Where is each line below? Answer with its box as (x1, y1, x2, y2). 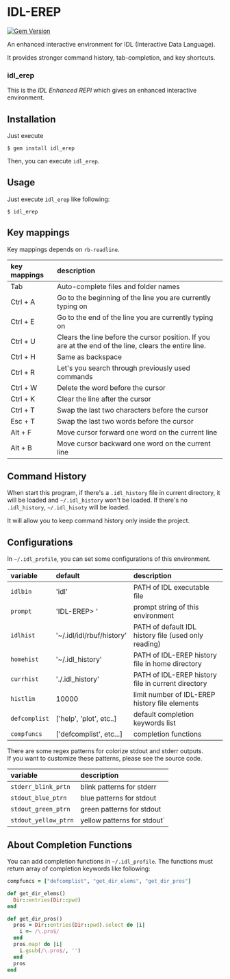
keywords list (133, 718, 176, 728)
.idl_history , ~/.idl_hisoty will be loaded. (7, 503, 130, 511)
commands (57, 371, 93, 381)
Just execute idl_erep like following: (7, 195, 110, 203)
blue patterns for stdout (80, 794, 157, 803)
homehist (10, 656, 39, 663)
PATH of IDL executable (133, 583, 209, 592)
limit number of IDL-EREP (133, 690, 216, 700)
